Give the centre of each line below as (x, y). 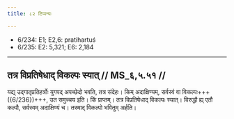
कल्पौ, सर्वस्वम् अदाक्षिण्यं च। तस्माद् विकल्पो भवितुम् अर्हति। (72, 108)
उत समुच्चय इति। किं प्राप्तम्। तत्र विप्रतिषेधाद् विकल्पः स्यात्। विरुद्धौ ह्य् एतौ (131, 100)
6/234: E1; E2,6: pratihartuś (56, 40)
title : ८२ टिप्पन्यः (30, 14)
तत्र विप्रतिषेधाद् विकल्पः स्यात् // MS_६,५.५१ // (86, 76)
